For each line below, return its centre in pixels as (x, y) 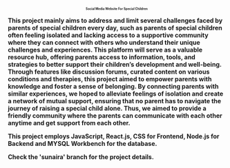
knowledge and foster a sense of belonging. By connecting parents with (113, 86)
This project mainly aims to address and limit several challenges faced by (115, 20)
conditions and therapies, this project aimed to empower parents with (110, 79)
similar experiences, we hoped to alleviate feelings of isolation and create (116, 94)
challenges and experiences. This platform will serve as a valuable (105, 50)
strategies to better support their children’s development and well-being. (115, 64)
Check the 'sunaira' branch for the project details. (81, 157)
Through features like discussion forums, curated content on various (109, 72)
